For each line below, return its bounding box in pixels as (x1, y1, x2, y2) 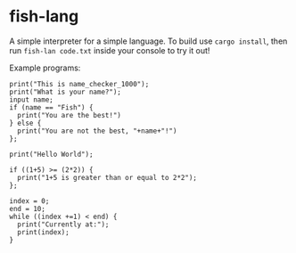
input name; (9, 95, 53, 104)
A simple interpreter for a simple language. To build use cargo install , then (9, 36, 288, 46)
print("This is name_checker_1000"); (9, 79, 150, 88)
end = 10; (9, 204, 46, 213)
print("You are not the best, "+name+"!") (17, 126, 177, 135)
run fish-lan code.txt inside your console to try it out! (9, 45, 210, 55)
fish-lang (9, 6, 79, 27)
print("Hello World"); (9, 150, 94, 159)
